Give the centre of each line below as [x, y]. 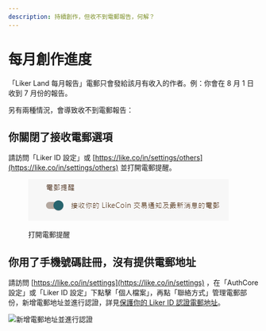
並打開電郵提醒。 [148, 167]
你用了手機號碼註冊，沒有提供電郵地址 [102, 262]
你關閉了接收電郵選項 [60, 137]
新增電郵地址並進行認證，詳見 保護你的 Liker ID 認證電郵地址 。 [123, 302]
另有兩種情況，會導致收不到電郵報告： [71, 110]
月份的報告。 [51, 93]
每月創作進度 [50, 59]
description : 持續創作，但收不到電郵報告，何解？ [82, 17]
